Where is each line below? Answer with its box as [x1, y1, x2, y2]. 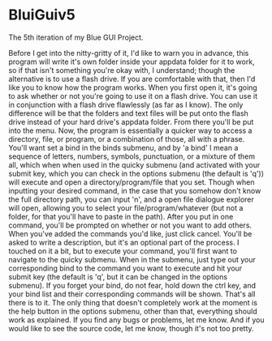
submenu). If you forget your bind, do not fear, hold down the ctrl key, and [8, 280, 256, 290]
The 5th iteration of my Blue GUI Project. [8, 32, 144, 42]
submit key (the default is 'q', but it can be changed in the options [8, 271, 228, 281]
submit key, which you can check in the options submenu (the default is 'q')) [8, 168, 265, 178]
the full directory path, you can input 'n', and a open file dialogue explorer [8, 194, 254, 204]
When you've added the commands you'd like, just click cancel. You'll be [8, 228, 253, 238]
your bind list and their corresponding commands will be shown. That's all [8, 289, 256, 299]
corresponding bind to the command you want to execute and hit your [8, 263, 243, 273]
